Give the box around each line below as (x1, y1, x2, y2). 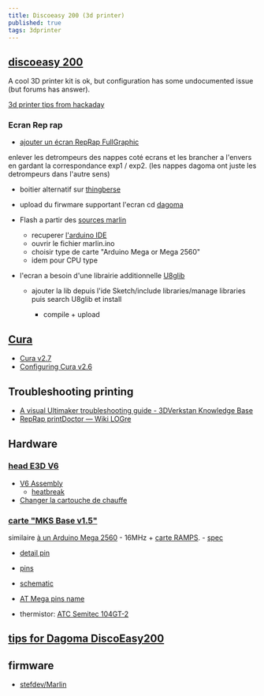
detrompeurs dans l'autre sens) (8, 169, 110, 179)
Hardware (8, 437, 58, 450)
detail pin (19, 549, 50, 558)
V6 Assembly (19, 478, 63, 488)
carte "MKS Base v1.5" (8, 515, 98, 526)
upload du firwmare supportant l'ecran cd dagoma (19, 200, 184, 210)
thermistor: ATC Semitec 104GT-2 (19, 609, 129, 619)
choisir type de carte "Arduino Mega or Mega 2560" (31, 248, 201, 257)
